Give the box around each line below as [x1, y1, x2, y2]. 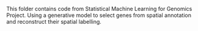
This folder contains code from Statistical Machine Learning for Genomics [6, 5, 193, 12]
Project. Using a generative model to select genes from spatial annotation [6, 12, 191, 19]
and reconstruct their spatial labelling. [6, 18, 102, 25]
